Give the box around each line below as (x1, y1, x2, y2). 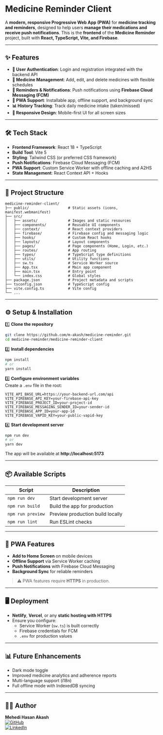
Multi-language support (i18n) (12, 678, 72, 684)
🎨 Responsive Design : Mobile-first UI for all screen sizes (12, 110, 126, 115)
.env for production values (19, 633, 72, 639)
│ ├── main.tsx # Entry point (5, 269, 97, 274)
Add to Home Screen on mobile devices (12, 553, 93, 559)
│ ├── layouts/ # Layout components (5, 240, 110, 244)
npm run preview (7, 511, 45, 517)
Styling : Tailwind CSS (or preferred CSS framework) (12, 154, 117, 160)
